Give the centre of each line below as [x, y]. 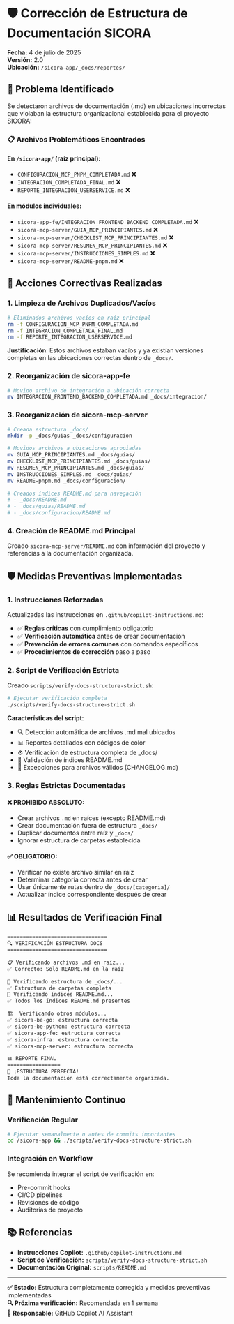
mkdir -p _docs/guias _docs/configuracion [70, 436]
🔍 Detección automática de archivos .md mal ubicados [96, 732]
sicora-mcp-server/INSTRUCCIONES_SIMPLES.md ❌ [86, 253]
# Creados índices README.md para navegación [74, 493]
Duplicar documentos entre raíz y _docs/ [75, 833]
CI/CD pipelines [40, 1195]
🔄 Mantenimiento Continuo [67, 1100]
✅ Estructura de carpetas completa [60, 988]
